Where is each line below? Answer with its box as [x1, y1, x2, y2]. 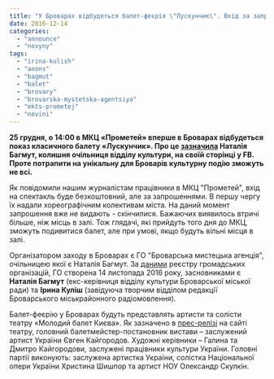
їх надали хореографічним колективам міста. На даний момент [9, 200, 230, 210]
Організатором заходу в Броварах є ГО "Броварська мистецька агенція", [9, 250, 264, 260]
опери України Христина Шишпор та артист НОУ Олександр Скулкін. [9, 361, 250, 371]
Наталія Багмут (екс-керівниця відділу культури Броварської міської [9, 277, 251, 285]
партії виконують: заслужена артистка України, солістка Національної [9, 353, 254, 362]
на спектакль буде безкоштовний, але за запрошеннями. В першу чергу [9, 192, 261, 201]
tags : [9, 50, 28, 58]
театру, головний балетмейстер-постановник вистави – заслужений [9, 327, 247, 336]
